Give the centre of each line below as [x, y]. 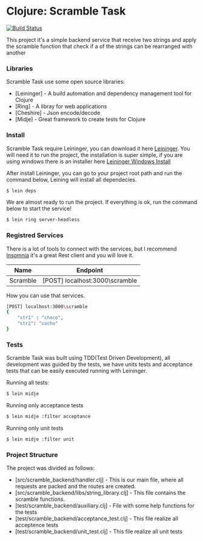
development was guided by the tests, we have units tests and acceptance [99, 364]
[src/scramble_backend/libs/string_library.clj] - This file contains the [100, 493]
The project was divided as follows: [51, 468]
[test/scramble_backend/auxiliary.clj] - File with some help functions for [105, 506]
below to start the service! [39, 208]
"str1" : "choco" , [40, 318]
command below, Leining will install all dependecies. [72, 179]
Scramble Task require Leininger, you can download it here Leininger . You [98, 148]
